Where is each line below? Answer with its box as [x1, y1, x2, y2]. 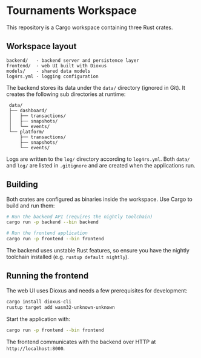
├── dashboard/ [8, 107, 47, 113]
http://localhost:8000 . [6, 344, 65, 352]
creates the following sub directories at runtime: [6, 90, 126, 98]
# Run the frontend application [6, 230, 88, 237]
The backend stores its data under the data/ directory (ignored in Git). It [6, 84, 186, 91]
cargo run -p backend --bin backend [6, 219, 99, 225]
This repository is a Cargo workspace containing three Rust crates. [6, 24, 174, 31]
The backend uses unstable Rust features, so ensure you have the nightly [6, 247, 189, 254]
